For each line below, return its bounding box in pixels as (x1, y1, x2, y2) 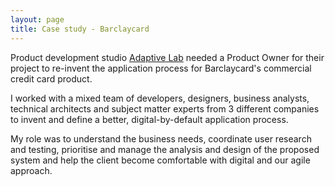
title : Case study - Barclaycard (10, 24, 150, 34)
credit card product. (10, 72, 93, 85)
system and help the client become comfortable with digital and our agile (10, 154, 311, 166)
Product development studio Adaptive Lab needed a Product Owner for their (10, 51, 325, 63)
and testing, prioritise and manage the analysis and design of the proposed (10, 143, 320, 155)
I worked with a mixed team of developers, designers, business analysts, (10, 92, 310, 104)
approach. (10, 164, 53, 176)
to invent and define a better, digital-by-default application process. (10, 113, 289, 125)
